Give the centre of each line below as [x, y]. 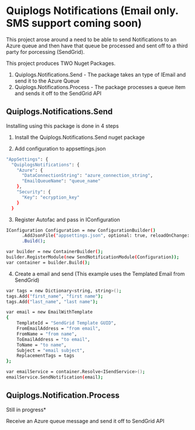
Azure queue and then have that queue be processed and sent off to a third [97, 46]
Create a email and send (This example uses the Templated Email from [100, 274]
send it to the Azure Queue [47, 81]
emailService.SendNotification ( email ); [55, 377]
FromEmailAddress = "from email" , [59, 329]
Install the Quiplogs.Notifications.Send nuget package [80, 137]
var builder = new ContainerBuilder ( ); [55, 252]
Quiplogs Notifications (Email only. [92, 11]
